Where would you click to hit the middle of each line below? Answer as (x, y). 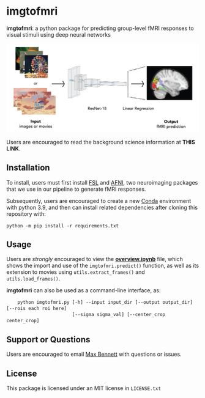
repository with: (26, 214)
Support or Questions (48, 340)
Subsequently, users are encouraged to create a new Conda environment (99, 201)
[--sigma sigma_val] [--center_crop (119, 315)
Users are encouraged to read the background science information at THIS (101, 142)
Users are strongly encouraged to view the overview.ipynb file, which (95, 259)
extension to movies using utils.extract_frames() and (76, 272)
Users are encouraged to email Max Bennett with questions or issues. (94, 354)
